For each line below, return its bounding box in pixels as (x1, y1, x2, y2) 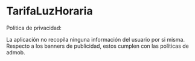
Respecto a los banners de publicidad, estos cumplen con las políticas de (6, 42, 189, 50)
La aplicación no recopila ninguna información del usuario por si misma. (6, 36, 185, 43)
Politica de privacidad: (6, 24, 62, 31)
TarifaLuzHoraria (6, 4, 93, 18)
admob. (6, 48, 25, 56)
